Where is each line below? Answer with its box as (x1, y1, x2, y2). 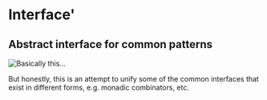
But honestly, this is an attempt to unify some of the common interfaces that (8, 74, 259, 83)
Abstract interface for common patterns (8, 38, 212, 51)
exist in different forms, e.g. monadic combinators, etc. (8, 82, 190, 92)
